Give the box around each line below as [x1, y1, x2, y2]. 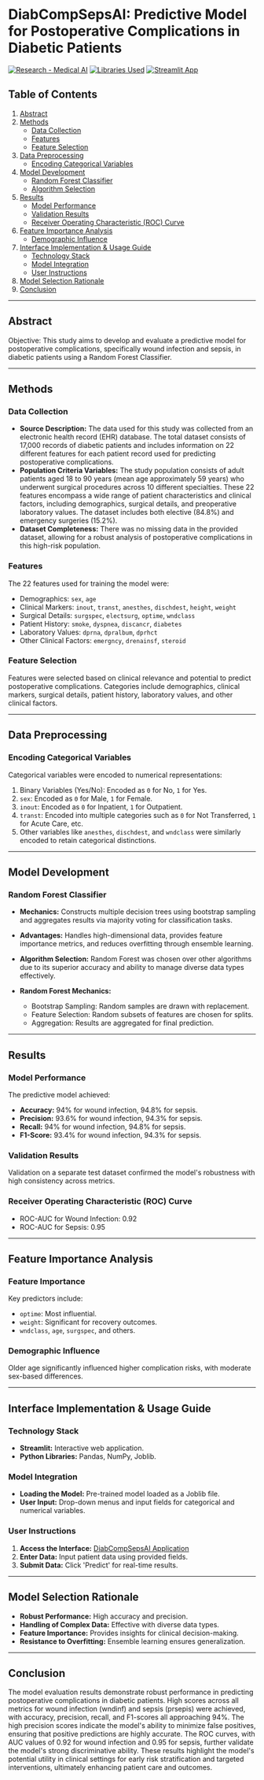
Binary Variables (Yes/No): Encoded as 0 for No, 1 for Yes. [19, 785, 207, 794]
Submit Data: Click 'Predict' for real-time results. [19, 1560, 178, 1570]
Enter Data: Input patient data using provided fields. [19, 1552, 189, 1561]
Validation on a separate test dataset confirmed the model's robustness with [8, 1168, 255, 1178]
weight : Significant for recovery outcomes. [19, 1317, 157, 1327]
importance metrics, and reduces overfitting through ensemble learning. [19, 939, 254, 949]
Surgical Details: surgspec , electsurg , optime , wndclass [19, 610, 196, 620]
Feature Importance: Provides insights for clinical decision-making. [19, 1628, 240, 1638]
